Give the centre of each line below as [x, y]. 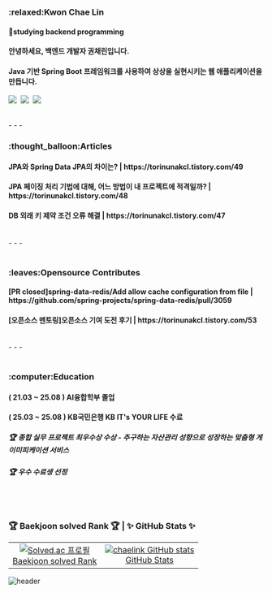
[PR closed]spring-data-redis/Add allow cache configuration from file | [131, 292]
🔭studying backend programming [66, 32]
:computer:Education [52, 377]
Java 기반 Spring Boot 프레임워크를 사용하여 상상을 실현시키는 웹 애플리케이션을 [135, 71]
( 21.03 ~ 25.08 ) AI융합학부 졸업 [62, 397]
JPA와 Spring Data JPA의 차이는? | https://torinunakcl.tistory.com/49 [126, 167]
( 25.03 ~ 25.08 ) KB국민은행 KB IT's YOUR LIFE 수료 [96, 418]
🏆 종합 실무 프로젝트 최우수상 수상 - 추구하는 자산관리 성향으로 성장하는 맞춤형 [131, 438]
